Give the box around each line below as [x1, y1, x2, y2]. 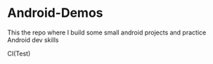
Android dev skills [7, 35, 59, 44]
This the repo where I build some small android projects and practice [7, 28, 207, 37]
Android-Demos [7, 5, 103, 21]
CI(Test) [7, 49, 31, 58]
